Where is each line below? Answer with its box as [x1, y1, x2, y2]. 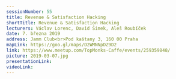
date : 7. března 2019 [6, 31, 61, 37]
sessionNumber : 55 [6, 8, 52, 15]
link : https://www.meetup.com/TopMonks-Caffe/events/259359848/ [6, 48, 171, 53]
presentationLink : [6, 58, 52, 64]
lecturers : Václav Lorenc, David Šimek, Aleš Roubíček [6, 25, 147, 31]
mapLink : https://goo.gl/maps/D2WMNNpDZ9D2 [6, 42, 117, 48]
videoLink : [6, 64, 34, 70]
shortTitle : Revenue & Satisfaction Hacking [6, 20, 120, 26]
